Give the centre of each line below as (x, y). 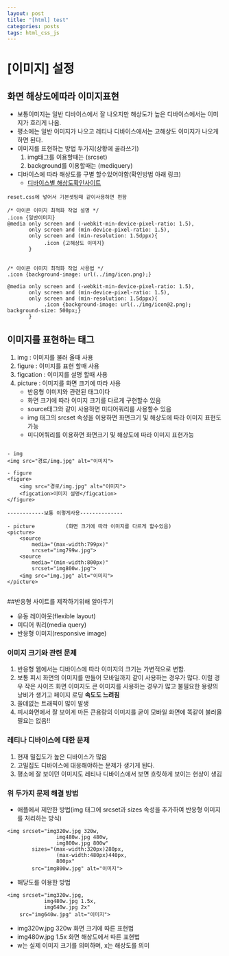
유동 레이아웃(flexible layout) (56, 616)
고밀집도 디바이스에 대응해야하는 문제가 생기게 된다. (86, 765)
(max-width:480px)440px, (92, 855)
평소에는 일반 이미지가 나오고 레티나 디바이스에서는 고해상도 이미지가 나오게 (118, 131)
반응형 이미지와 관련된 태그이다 (69, 392)
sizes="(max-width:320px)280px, (78, 849)
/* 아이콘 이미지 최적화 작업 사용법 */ (56, 269)
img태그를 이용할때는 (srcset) (67, 157)
